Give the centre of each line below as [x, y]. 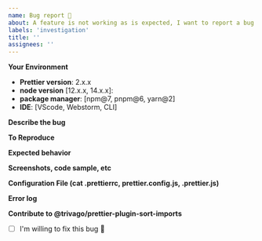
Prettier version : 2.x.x [55, 82]
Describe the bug [37, 122]
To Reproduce [31, 137]
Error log [23, 199]
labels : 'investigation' [49, 30]
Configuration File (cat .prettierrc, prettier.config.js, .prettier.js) [114, 183]
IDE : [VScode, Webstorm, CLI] [68, 108]
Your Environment [38, 67]
